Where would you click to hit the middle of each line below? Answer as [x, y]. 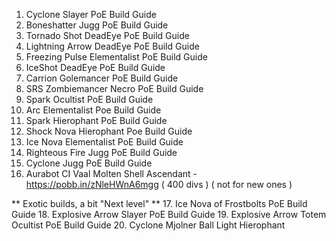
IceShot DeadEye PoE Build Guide [95, 67]
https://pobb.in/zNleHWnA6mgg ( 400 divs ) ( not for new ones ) [159, 184]
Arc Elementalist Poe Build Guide [93, 110]
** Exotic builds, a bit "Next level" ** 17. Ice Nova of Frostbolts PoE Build [159, 203]
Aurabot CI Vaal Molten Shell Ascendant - [111, 173]
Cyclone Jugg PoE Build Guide [89, 163]
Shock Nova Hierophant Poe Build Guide [109, 131]
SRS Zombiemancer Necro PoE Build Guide [114, 88]
